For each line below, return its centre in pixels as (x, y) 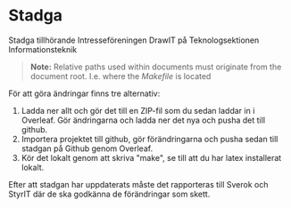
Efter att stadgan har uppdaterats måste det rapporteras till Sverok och (138, 184)
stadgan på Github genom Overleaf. (87, 148)
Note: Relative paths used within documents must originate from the (156, 67)
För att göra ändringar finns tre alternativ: (84, 93)
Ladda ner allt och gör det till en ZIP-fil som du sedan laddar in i (138, 110)
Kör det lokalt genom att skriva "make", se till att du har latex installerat (151, 157)
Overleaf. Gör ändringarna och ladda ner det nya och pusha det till (143, 120)
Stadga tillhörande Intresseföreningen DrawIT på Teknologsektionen (134, 40)
